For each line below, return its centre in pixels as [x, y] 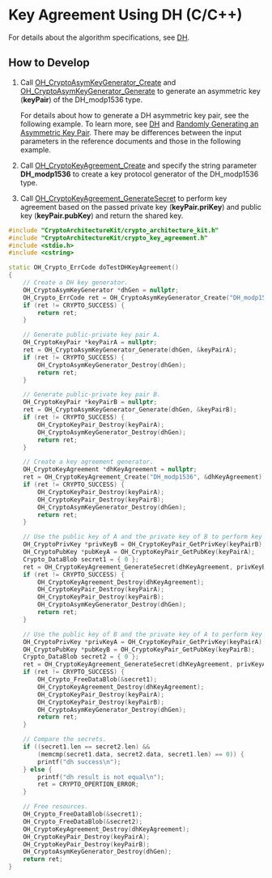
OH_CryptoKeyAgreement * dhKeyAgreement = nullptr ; [110, 470]
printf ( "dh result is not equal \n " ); [101, 777]
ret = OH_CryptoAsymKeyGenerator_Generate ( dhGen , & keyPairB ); [130, 410]
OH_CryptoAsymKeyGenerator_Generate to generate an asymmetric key [140, 91]
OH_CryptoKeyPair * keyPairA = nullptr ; [90, 343]
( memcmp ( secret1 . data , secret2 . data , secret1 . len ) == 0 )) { [141, 754]
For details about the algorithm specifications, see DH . [99, 37]
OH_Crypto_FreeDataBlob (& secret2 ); [83, 821]
